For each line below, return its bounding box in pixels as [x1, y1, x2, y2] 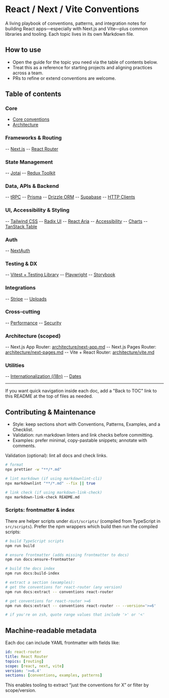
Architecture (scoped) [5, 332, 61, 339]
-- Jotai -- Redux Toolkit [5, 170, 56, 176]
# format [5, 462, 24, 468]
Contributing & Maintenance [5, 408, 96, 416]
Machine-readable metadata [5, 626, 97, 635]
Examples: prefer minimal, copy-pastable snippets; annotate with [12, 437, 147, 443]
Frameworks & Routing [5, 134, 62, 141]
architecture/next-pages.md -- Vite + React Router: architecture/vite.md [5, 350, 155, 356]
